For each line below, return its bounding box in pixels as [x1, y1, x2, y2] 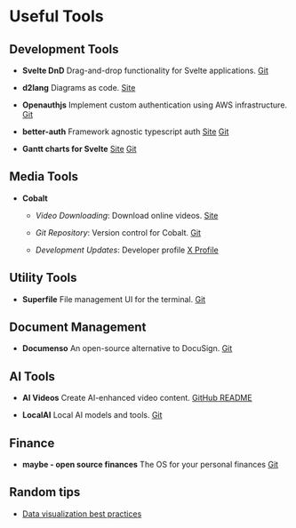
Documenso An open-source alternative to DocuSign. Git [21, 343, 233, 354]
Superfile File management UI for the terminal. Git [21, 293, 206, 304]
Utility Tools [9, 270, 77, 285]
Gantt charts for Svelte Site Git [21, 144, 137, 154]
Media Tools [9, 169, 78, 184]
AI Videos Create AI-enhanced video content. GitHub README [21, 393, 252, 404]
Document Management [9, 320, 147, 335]
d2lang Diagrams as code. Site [21, 83, 136, 92]
